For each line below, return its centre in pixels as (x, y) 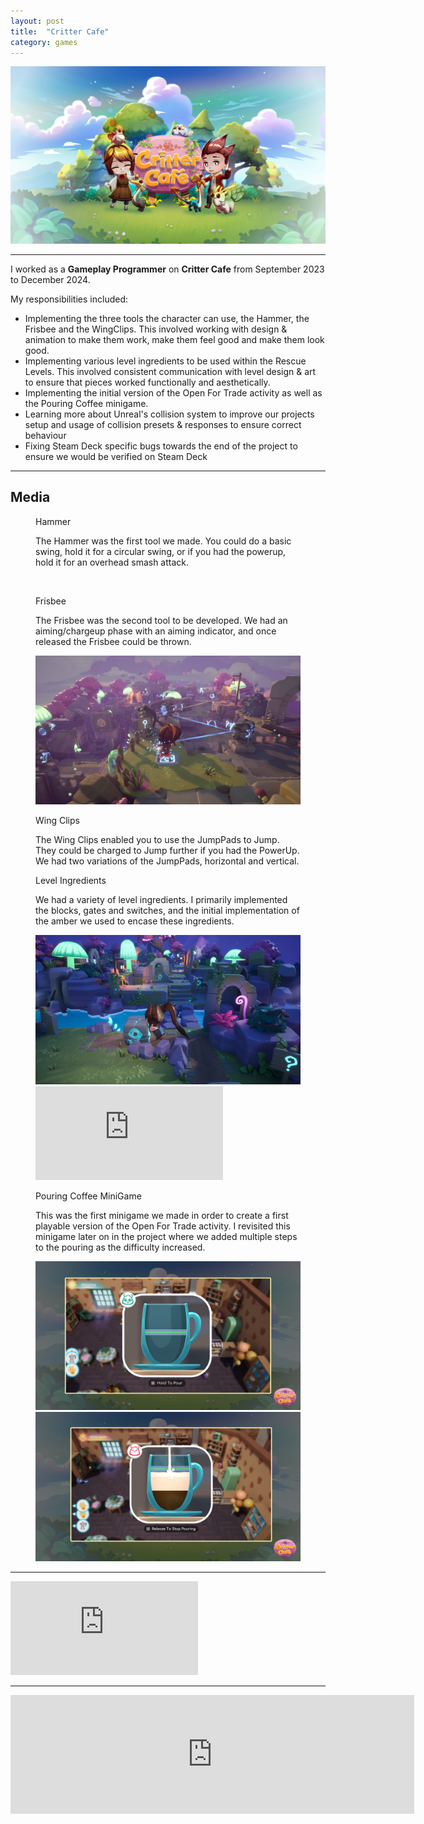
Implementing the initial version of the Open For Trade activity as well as (173, 392)
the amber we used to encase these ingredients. (135, 921)
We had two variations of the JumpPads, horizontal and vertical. (167, 861)
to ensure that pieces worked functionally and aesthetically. (147, 382)
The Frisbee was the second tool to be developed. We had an (161, 620)
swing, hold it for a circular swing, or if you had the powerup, (161, 551)
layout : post (37, 21)
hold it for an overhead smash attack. (112, 562)
